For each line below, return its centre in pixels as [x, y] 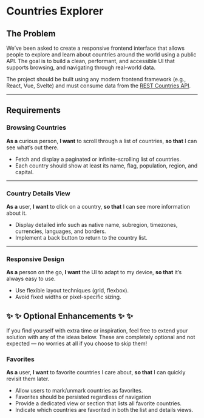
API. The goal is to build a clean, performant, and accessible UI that [90, 61]
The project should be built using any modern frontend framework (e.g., [96, 79]
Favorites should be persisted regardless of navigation [83, 397]
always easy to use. [31, 279]
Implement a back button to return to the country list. [81, 237]
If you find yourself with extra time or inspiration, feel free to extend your [97, 331]
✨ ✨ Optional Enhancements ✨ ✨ [70, 316]
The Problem [31, 34]
